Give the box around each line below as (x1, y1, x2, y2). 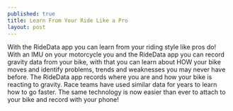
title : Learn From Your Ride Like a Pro (7, 17, 129, 24)
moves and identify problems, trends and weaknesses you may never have (7, 65, 226, 74)
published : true (7, 10, 55, 18)
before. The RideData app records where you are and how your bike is (7, 73, 212, 81)
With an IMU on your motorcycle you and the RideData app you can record (7, 50, 225, 59)
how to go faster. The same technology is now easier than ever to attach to (7, 88, 226, 96)
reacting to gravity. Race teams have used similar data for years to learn (7, 81, 217, 89)
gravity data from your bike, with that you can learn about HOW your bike (7, 58, 222, 66)
